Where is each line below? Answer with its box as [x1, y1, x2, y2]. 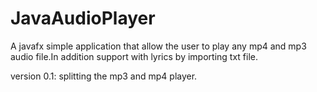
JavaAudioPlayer [10, 7, 156, 30]
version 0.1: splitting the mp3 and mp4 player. [10, 70, 198, 82]
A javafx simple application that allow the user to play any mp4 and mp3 [10, 40, 307, 52]
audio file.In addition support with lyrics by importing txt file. [10, 50, 258, 62]
